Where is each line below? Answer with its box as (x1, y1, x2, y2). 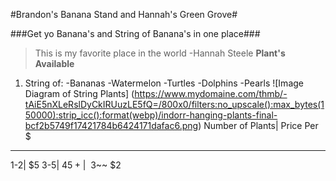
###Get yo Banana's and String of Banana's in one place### (10, 28, 261, 39)
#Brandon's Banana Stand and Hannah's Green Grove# (10, 9, 238, 20)
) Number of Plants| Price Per (198, 120, 319, 131)
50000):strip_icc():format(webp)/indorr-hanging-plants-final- (24, 109, 278, 121)
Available (34, 58, 75, 69)
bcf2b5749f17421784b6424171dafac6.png (24, 120, 199, 131)
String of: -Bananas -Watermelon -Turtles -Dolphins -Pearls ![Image (24, 77, 304, 89)
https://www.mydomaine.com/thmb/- (134, 88, 288, 99)
